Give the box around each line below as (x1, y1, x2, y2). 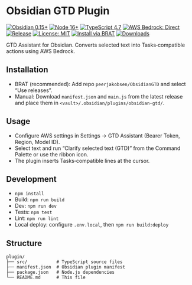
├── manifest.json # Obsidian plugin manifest (6, 264, 126, 270)
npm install (14, 191, 44, 197)
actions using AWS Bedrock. (6, 47, 76, 54)
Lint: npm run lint (14, 215, 59, 222)
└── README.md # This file (6, 274, 86, 281)
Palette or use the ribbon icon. (14, 150, 89, 158)
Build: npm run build (14, 196, 65, 203)
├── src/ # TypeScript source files (6, 259, 123, 265)
